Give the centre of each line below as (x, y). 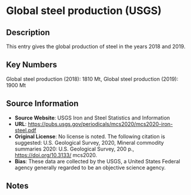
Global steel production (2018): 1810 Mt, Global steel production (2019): (92, 79)
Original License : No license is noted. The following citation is (90, 136)
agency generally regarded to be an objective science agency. (90, 167)
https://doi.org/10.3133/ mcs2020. (56, 155)
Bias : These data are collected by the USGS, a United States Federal (97, 161)
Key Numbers (32, 65)
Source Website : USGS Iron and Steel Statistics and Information (92, 118)
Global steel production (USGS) (84, 11)
